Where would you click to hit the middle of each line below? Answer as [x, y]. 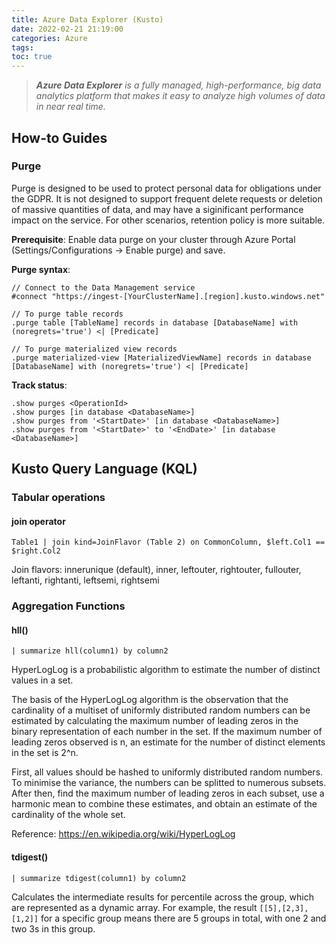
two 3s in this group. [53, 928]
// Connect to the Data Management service [103, 287]
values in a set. [42, 680]
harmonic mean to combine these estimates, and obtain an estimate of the [164, 804]
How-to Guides [59, 137]
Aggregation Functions [68, 606]
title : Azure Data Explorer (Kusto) [87, 19]
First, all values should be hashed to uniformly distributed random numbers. [167, 772]
